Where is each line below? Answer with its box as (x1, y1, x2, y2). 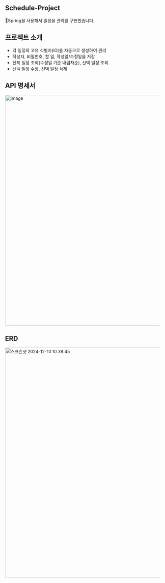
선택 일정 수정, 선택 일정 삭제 (12, 66, 68, 72)
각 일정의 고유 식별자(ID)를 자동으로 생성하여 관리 (12, 47, 107, 53)
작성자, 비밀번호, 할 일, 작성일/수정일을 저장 (12, 54, 95, 59)
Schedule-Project (5, 4, 60, 12)
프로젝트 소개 (5, 33, 43, 42)
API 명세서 (5, 82, 36, 90)
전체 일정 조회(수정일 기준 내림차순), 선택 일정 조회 (12, 59, 109, 65)
